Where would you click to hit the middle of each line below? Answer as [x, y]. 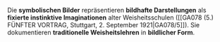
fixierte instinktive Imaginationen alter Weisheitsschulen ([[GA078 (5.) [110, 17]
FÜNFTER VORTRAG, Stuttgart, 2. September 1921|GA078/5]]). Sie [104, 25]
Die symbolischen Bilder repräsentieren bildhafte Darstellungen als [107, 10]
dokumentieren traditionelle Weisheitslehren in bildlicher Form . [101, 32]
